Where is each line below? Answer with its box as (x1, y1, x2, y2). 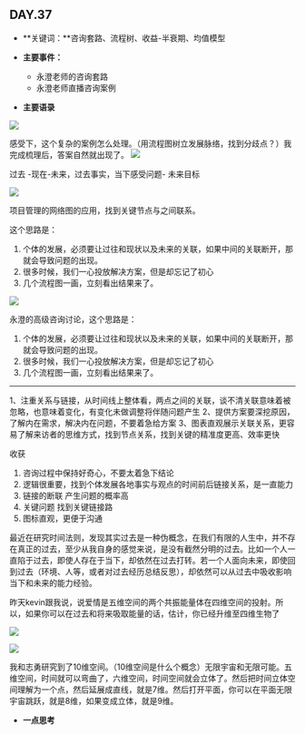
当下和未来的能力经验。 (9, 577, 97, 588)
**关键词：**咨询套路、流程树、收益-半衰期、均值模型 (22, 32, 226, 44)
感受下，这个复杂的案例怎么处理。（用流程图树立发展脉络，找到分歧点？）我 (9, 138, 292, 149)
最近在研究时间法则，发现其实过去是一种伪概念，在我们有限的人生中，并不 (9, 532, 288, 543)
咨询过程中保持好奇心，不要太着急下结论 (22, 467, 174, 478)
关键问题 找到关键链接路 (22, 501, 113, 512)
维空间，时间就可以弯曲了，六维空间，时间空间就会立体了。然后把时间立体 (9, 672, 288, 683)
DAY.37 (9, 7, 53, 23)
